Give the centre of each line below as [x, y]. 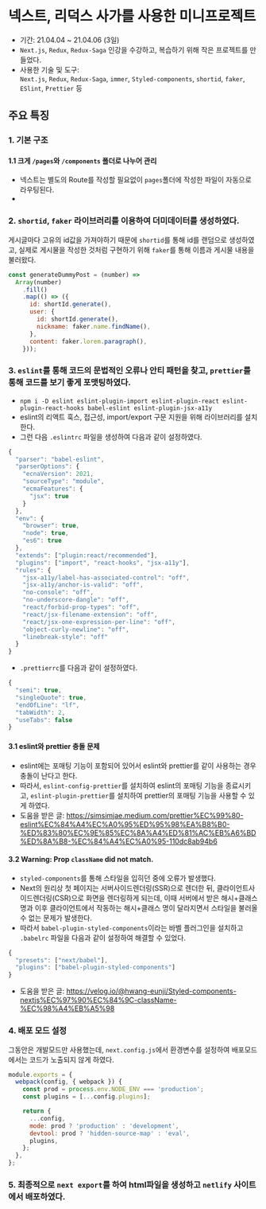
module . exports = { [40, 1074]
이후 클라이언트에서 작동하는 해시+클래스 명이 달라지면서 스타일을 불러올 [146, 907]
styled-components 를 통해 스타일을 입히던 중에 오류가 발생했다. [118, 878]
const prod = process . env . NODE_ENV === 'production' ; [113, 1090]
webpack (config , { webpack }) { [69, 1082]
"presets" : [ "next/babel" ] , [62, 960]
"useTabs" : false [44, 720]
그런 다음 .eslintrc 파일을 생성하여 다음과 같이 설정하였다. [111, 437]
